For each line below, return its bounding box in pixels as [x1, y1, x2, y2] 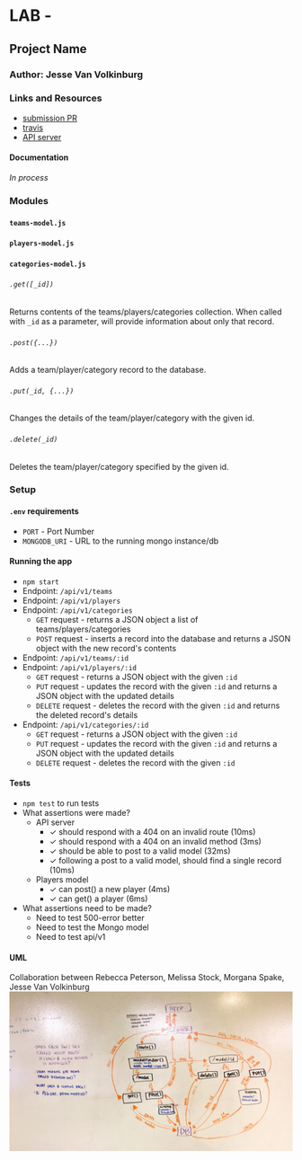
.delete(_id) [9, 435, 58, 444]
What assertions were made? [22, 808, 131, 819]
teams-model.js [9, 218, 67, 227]
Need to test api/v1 [35, 932, 106, 943]
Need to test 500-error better [35, 913, 146, 924]
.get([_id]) [9, 280, 54, 289]
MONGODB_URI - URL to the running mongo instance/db [22, 536, 219, 546]
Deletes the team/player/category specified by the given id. [9, 461, 229, 472]
